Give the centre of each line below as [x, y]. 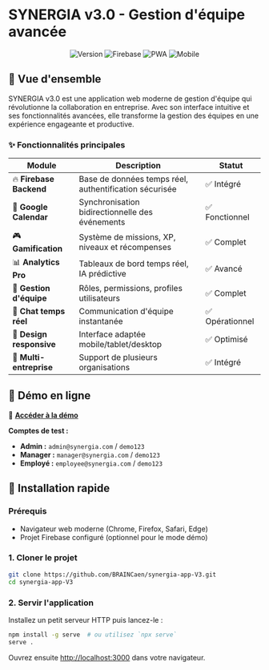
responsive [34, 345]
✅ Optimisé [227, 340]
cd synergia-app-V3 [41, 582]
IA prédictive [102, 273]
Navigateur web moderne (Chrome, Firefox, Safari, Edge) [114, 529]
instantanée [101, 321]
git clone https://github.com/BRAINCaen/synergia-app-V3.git [112, 575]
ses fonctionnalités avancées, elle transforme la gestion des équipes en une [134, 115]
